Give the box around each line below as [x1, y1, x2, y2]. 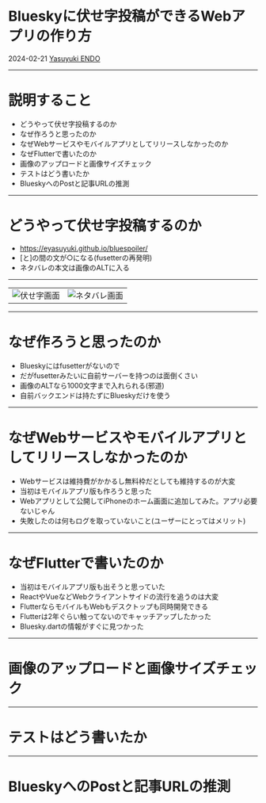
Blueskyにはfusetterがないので [19, 361, 120, 370]
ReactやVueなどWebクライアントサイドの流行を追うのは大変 [19, 591, 219, 601]
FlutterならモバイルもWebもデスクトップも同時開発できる [19, 602, 208, 611]
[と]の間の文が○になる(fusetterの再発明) [19, 253, 153, 262]
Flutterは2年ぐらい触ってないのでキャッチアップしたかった [19, 611, 212, 621]
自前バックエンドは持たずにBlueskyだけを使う [19, 390, 171, 400]
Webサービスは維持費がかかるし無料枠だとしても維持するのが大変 [19, 476, 236, 486]
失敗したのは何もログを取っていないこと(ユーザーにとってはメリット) [19, 516, 246, 526]
